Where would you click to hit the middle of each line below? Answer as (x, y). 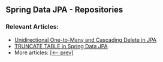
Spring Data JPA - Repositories (64, 10)
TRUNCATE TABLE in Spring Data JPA (61, 46)
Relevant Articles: (32, 27)
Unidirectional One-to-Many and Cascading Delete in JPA (85, 40)
